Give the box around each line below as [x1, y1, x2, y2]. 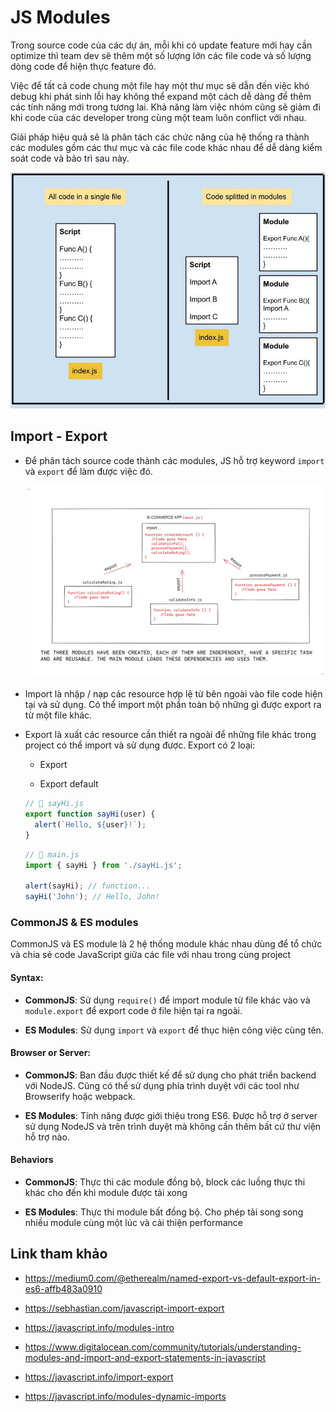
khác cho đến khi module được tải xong [24, 1187, 188, 1199]
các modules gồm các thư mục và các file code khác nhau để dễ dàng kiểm [10, 141, 323, 153]
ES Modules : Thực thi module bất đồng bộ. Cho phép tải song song [24, 1206, 304, 1218]
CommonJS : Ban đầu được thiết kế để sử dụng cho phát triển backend [24, 1069, 317, 1081]
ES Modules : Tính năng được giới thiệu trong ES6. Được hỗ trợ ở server [24, 1109, 318, 1121]
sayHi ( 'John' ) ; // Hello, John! [24, 892, 160, 902]
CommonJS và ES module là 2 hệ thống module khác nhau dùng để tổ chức [10, 938, 323, 950]
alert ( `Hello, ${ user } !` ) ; [34, 820, 147, 830]
